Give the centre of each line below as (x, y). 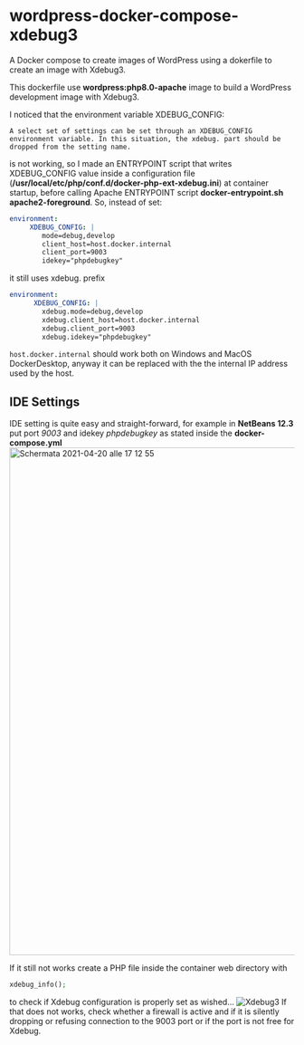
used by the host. (42, 373)
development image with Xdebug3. (75, 97)
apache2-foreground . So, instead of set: (86, 202)
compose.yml (36, 443)
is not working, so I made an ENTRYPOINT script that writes (121, 163)
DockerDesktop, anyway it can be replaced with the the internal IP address (148, 364)
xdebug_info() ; (38, 985)
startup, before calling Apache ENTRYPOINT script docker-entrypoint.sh (147, 192)
